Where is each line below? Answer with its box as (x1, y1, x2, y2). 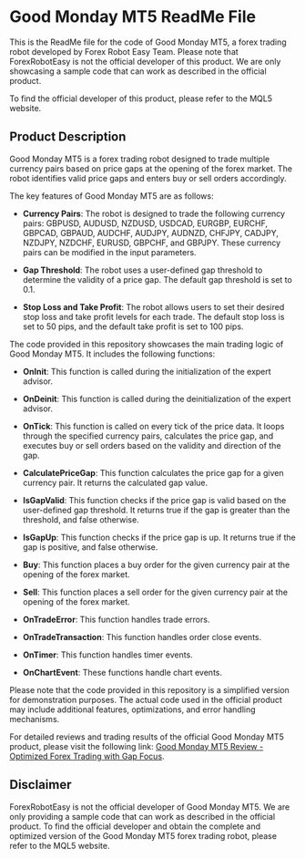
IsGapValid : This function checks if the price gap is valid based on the (22, 494, 287, 505)
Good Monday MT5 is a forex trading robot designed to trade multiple (9, 153, 270, 164)
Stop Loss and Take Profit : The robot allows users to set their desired (22, 301, 285, 312)
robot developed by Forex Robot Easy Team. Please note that (9, 46, 239, 57)
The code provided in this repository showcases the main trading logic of (9, 338, 284, 349)
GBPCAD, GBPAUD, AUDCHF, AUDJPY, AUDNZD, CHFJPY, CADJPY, (22, 227, 280, 238)
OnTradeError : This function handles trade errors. (22, 614, 210, 625)
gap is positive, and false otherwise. (22, 541, 158, 553)
